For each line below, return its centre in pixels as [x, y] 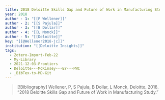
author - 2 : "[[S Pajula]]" [34, 23]
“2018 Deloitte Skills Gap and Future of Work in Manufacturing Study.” [88, 92]
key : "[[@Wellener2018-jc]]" [35, 41]
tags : [11, 50]
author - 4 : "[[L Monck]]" [33, 32]
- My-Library [23, 60]
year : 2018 [16, 14]
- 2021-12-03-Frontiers [34, 64]
